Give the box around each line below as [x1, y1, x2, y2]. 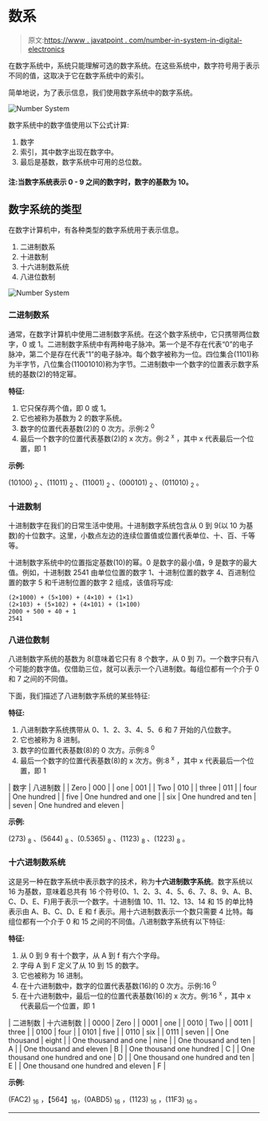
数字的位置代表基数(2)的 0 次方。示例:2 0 [19, 422, 156, 433]
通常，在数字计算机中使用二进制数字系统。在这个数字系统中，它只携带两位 [8, 329, 253, 339]
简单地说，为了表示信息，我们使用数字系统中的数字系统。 [8, 87, 197, 97]
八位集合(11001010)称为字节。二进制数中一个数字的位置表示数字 [42, 359, 253, 368]
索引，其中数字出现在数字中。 [19, 147, 118, 157]
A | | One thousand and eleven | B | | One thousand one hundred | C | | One [8, 1044, 255, 1054]
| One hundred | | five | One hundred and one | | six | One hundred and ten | [8, 792, 257, 801]
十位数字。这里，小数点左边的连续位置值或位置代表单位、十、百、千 [25, 531, 249, 540]
